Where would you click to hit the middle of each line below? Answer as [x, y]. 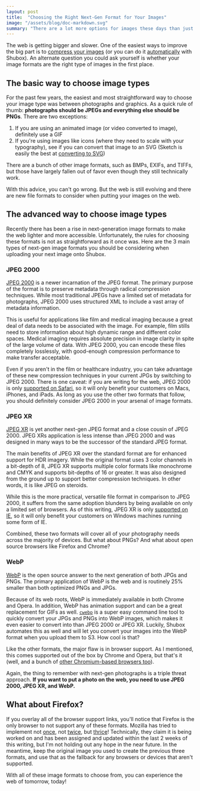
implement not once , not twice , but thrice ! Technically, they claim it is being [99, 731]
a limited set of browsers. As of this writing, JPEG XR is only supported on [97, 510]
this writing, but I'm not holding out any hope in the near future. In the [92, 744]
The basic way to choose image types [78, 83]
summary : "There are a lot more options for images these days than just [100, 28]
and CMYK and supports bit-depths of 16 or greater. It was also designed [96, 473]
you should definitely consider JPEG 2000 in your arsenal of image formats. [99, 401]
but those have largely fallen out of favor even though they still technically [97, 171]
